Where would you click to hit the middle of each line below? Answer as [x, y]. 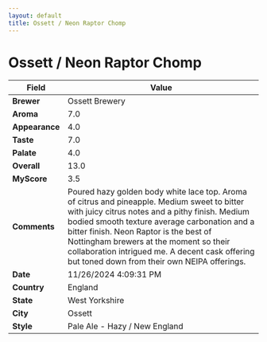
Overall [26, 166]
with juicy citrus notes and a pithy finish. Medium [159, 212]
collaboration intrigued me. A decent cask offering [161, 252]
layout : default [35, 16]
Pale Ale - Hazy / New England [126, 326]
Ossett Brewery [96, 101]
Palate [25, 153]
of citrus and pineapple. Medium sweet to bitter [156, 202]
